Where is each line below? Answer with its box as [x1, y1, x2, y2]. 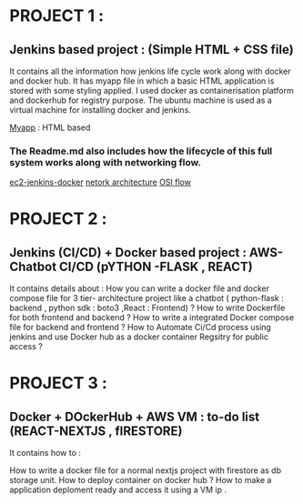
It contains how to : [9, 448, 82, 459]
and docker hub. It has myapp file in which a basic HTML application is [9, 76, 275, 86]
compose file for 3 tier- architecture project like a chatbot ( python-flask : [9, 293, 284, 304]
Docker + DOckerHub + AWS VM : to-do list [9, 408, 260, 424]
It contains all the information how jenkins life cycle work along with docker [9, 66, 291, 76]
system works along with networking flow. [9, 156, 202, 168]
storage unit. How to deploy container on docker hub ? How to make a [9, 475, 272, 486]
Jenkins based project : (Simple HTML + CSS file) [9, 42, 294, 57]
